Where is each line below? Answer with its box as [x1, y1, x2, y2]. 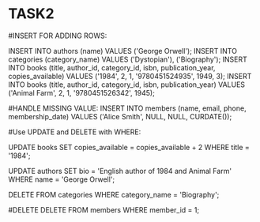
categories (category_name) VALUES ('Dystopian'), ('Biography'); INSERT [8, 55, 247, 64]
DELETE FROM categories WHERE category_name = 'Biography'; [8, 190, 220, 199]
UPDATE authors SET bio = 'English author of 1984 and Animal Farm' [8, 166, 232, 175]
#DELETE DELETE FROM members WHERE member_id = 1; [8, 205, 200, 214]
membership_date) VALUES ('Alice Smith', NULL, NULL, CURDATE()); [8, 111, 232, 121]
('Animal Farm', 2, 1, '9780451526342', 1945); [8, 88, 156, 97]
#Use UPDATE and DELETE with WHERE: [8, 127, 141, 137]
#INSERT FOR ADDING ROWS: [8, 31, 107, 40]
